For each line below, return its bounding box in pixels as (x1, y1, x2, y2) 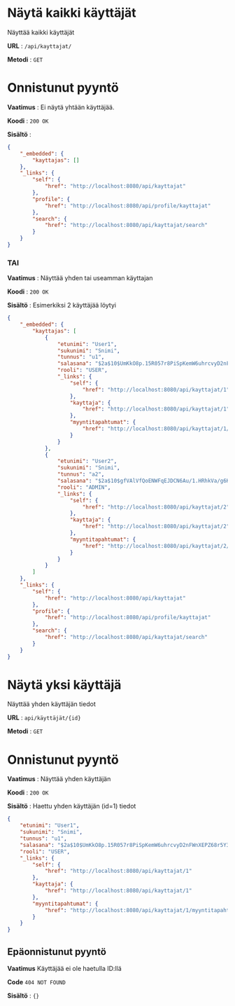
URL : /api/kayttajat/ (7, 41, 72, 50)
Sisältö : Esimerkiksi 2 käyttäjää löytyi (7, 301, 117, 310)
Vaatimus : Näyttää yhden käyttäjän (7, 775, 111, 783)
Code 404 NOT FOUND (7, 977, 66, 986)
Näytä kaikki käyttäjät (7, 5, 136, 21)
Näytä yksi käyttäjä (7, 677, 122, 693)
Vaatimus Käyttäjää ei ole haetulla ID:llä (7, 964, 122, 972)
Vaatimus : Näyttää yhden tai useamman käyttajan (7, 274, 153, 282)
